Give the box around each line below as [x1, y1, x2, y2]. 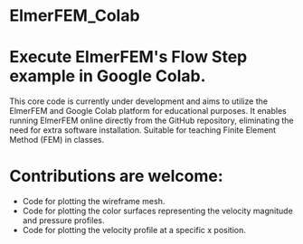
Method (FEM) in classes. [9, 135, 105, 145]
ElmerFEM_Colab [9, 5, 140, 26]
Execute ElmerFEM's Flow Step [9, 47, 248, 68]
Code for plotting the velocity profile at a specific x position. [22, 225, 246, 236]
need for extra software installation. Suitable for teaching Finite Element [9, 125, 277, 136]
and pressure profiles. [22, 215, 105, 226]
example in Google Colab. [9, 66, 206, 87]
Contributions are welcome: [9, 166, 223, 186]
